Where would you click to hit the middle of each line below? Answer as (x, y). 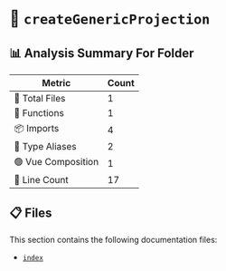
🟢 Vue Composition (56, 162)
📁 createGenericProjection (110, 19)
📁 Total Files (40, 98)
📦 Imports (37, 128)
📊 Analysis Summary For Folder (102, 53)
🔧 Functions (39, 113)
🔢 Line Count (42, 180)
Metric (56, 83)
